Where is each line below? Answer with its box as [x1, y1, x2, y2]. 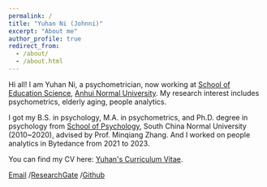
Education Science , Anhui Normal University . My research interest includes [8, 88, 260, 98]
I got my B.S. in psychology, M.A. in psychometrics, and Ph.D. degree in [8, 112, 248, 122]
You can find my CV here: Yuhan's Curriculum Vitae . [8, 154, 183, 163]
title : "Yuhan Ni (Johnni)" [8, 20, 104, 28]
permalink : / [8, 11, 53, 20]
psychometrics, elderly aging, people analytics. [8, 97, 167, 107]
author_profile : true [8, 34, 82, 43]
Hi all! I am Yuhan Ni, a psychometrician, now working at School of [8, 79, 231, 89]
